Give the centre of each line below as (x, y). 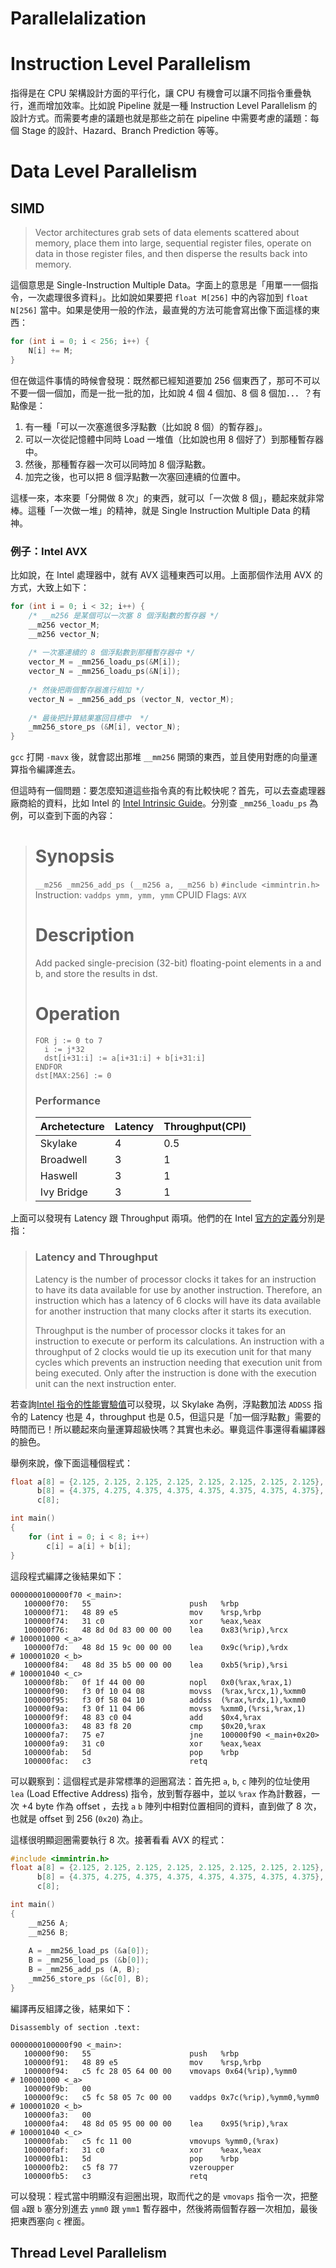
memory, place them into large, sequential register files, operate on (173, 243)
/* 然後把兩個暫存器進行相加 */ (86, 690)
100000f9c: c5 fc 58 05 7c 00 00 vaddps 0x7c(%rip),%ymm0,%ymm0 (171, 2097)
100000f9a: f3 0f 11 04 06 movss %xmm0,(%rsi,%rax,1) (165, 1708)
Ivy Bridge (63, 1192)
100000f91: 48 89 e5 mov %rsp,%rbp (142, 2062)
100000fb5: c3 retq (115, 2176)
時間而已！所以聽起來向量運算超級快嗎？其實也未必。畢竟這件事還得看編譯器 (168, 1429)
